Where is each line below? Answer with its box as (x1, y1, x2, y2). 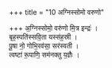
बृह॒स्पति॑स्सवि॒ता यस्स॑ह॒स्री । (9, 32, 78, 41)
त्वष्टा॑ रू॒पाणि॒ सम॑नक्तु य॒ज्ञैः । (9, 50, 80, 59)
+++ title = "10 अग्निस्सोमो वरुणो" (9, 8, 105, 17)
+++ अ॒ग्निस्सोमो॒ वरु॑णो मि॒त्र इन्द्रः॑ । (9, 24, 98, 32)
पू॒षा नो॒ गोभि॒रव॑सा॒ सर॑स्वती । (9, 41, 79, 51)
